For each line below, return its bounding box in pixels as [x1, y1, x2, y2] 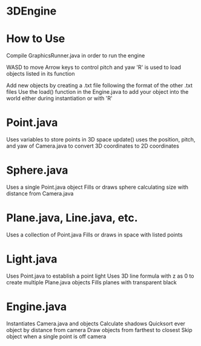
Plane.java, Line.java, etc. [6, 211, 138, 225]
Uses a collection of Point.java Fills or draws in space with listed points [6, 231, 183, 238]
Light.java [6, 252, 58, 266]
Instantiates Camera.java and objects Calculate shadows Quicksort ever [6, 319, 186, 327]
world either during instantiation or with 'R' [6, 95, 113, 102]
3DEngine [6, 4, 57, 18]
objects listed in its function [6, 70, 75, 77]
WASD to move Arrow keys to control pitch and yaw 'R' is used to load [6, 64, 182, 71]
